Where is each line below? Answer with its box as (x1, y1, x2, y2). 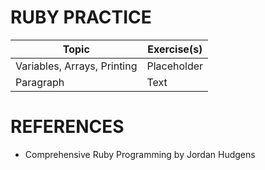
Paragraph (15, 75, 65, 89)
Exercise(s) (147, 42, 203, 56)
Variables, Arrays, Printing (15, 59, 138, 73)
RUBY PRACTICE (10, 6, 152, 29)
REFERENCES (10, 116, 125, 138)
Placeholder (146, 59, 204, 73)
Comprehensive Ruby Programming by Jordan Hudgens (24, 148, 256, 160)
